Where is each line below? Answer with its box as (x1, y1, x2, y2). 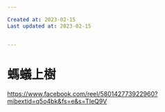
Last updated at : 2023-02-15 (7, 22, 92, 30)
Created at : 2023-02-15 (7, 16, 76, 23)
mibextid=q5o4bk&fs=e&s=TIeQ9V (7, 97, 107, 106)
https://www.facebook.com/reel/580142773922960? (7, 90, 158, 98)
